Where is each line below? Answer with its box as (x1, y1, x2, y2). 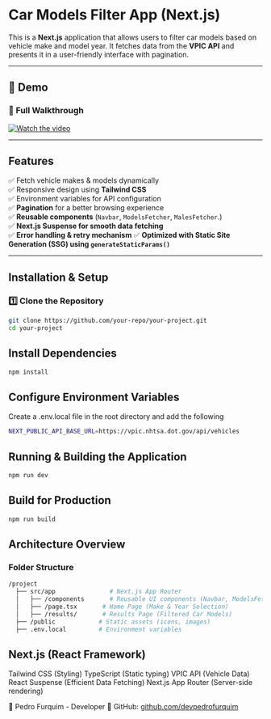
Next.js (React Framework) (8, 647, 147, 661)
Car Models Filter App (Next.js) (8, 6, 221, 24)
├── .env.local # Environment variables (15, 625, 182, 633)
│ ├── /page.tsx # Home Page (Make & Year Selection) (15, 603, 229, 611)
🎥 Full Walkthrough (8, 105, 85, 116)
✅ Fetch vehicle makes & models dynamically (8, 176, 160, 185)
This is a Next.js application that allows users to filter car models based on (8, 32, 256, 42)
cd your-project (8, 324, 63, 332)
